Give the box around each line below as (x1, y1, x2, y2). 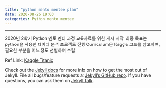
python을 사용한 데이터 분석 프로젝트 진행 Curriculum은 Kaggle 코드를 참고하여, (5, 42, 160, 47)
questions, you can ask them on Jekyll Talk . (5, 78, 94, 84)
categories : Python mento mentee (5, 16, 74, 21)
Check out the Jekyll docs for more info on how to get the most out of (5, 67, 147, 73)
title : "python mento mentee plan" (5, 7, 79, 12)
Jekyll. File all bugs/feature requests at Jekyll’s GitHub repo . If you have (5, 72, 151, 78)
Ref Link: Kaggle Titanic (5, 57, 53, 63)
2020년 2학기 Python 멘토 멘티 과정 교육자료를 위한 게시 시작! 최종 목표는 (5, 35, 147, 41)
